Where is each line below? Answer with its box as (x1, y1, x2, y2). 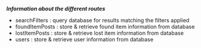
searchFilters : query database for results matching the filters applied (15, 17, 189, 23)
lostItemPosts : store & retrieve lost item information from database (15, 29, 185, 37)
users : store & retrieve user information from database (15, 36, 154, 43)
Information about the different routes (6, 5, 106, 12)
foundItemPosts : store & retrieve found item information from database (15, 23, 196, 30)
